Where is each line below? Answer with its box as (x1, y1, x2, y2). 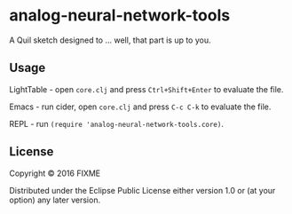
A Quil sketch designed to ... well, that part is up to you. (9, 35, 211, 45)
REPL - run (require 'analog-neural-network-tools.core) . (9, 118, 225, 129)
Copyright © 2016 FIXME (9, 168, 101, 178)
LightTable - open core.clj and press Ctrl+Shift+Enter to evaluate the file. (9, 83, 284, 94)
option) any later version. (9, 194, 100, 205)
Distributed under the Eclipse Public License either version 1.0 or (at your (9, 185, 276, 195)
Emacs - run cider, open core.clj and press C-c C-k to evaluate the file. (9, 101, 272, 112)
